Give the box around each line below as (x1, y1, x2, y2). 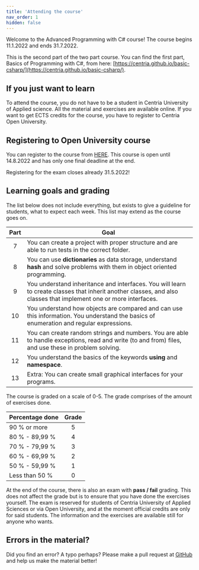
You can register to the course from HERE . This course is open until (6, 151, 171, 158)
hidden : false (6, 20, 41, 25)
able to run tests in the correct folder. (27, 245, 130, 254)
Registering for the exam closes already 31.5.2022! (6, 169, 130, 175)
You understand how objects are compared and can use (27, 304, 183, 312)
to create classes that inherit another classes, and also (27, 287, 179, 295)
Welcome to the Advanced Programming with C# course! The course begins (6, 36, 192, 43)
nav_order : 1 (6, 14, 38, 20)
